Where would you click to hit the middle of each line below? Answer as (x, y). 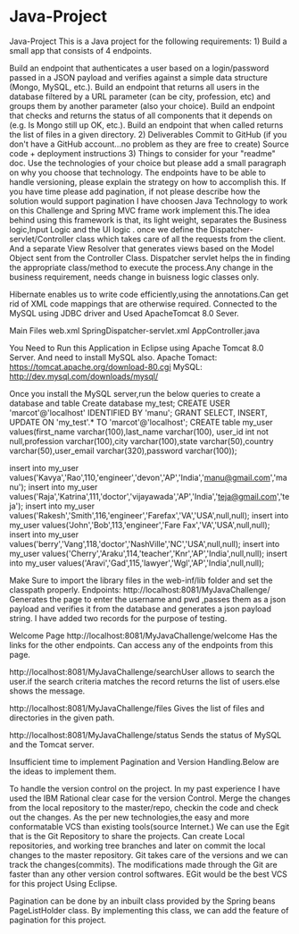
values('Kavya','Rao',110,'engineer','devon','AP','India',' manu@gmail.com (140, 477)
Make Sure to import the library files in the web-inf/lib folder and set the (141, 580)
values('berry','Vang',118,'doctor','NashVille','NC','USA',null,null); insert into (145, 543)
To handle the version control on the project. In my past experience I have (145, 788)
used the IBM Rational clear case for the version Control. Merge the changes (150, 798)
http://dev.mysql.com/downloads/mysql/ (84, 376)
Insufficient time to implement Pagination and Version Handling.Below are (144, 762)
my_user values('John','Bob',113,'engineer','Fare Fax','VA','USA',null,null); (140, 525)
